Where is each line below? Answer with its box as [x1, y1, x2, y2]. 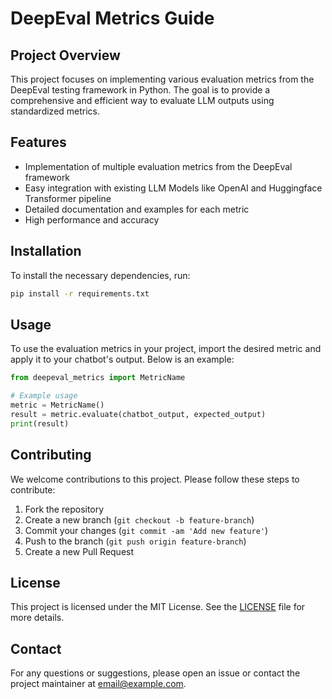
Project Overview [10, 47, 121, 64]
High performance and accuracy [24, 213, 160, 226]
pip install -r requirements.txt [10, 288, 150, 299]
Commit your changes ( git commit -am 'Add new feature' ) [24, 524, 269, 536]
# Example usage [10, 391, 78, 401]
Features [10, 134, 67, 151]
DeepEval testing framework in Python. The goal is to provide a [10, 84, 271, 96]
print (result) [10, 418, 70, 429]
